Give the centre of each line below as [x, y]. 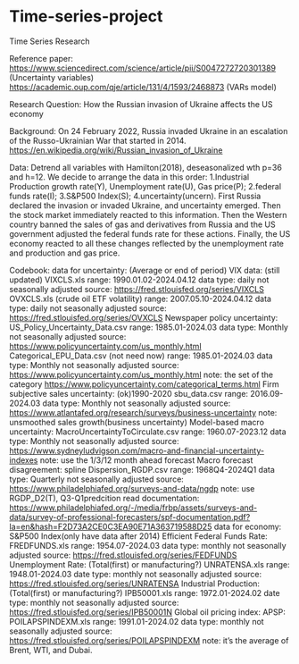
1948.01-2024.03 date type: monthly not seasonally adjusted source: [135, 574]
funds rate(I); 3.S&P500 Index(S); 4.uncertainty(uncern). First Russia [135, 196]
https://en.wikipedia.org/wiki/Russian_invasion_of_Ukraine [116, 150]
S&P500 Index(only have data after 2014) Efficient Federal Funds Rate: [138, 536]
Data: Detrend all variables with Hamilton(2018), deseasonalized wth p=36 [146, 167]
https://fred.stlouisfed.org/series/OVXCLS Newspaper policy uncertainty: [144, 317]
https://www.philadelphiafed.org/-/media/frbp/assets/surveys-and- [133, 508]
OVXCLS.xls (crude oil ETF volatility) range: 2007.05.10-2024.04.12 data [141, 298]
